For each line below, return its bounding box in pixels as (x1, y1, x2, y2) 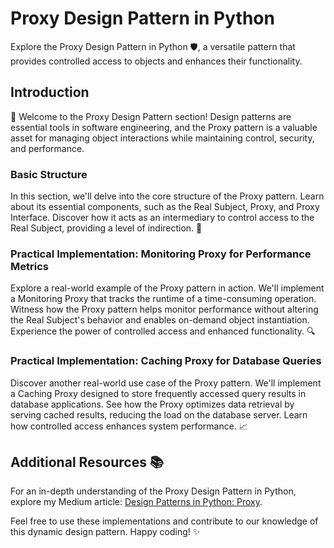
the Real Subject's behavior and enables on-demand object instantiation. (10, 314, 310, 326)
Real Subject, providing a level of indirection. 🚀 (10, 222, 203, 234)
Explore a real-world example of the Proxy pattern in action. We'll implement (10, 282, 325, 294)
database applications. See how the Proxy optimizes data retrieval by (10, 398, 295, 410)
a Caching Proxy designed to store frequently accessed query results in (10, 387, 307, 399)
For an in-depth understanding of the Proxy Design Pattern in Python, (10, 485, 297, 497)
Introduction (10, 84, 90, 101)
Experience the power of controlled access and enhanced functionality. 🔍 (10, 325, 316, 337)
